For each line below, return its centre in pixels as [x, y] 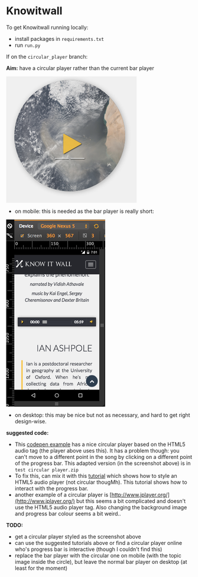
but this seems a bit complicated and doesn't [131, 501]
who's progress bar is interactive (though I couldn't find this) [88, 549]
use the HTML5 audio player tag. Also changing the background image [101, 507]
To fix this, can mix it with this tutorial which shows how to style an [96, 476]
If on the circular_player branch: [47, 56]
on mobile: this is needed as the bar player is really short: [84, 211]
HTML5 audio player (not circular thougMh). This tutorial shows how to [101, 482]
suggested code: [27, 433]
